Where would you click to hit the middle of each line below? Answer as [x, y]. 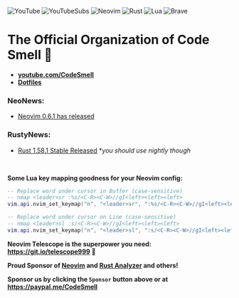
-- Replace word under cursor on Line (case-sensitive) [92, 217]
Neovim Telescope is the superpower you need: [79, 244]
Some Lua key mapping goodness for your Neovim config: [95, 178]
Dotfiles [30, 82]
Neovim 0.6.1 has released [56, 116]
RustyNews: [29, 135]
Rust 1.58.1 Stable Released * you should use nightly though [104, 150]
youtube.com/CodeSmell [55, 74]
